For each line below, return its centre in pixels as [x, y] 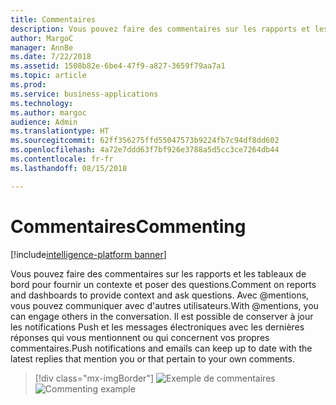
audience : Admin [44, 122]
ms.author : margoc [48, 112]
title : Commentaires [53, 19]
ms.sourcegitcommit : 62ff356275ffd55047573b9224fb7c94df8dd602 [145, 141]
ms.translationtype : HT [60, 131]
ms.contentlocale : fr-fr [62, 159]
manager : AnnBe [42, 47]
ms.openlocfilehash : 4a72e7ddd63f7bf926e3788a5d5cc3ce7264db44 [145, 150]
